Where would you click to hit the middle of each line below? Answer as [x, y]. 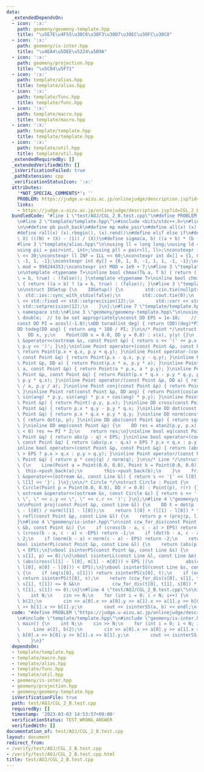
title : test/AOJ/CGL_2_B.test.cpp [50, 760]
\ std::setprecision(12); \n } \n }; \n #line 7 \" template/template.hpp [110, 306]
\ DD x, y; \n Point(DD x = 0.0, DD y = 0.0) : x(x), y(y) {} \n [106, 335]
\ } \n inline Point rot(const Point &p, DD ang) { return [91, 391]
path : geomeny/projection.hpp [56, 63]
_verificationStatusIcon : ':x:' [53, 182]
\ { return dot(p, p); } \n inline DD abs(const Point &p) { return [103, 420]
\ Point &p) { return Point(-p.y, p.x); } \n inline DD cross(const [103, 403]
